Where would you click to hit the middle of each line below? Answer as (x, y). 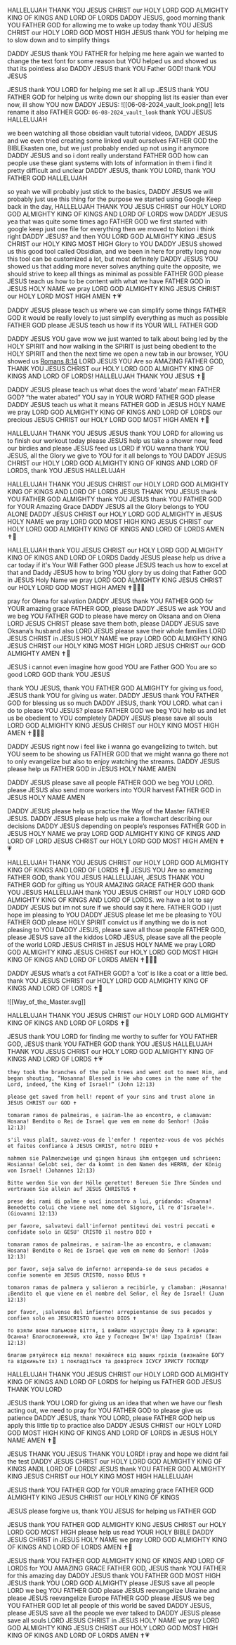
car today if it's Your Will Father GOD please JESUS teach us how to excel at (118, 565)
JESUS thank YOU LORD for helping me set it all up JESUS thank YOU (108, 90)
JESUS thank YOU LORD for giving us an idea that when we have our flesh (115, 1403)
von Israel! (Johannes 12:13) (52, 1170)
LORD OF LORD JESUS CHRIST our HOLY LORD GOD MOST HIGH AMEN (113, 841)
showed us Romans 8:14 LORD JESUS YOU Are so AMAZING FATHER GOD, (116, 361)
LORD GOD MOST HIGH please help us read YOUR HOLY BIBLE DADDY (111, 1532)
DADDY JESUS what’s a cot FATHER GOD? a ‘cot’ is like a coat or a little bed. (118, 973)
